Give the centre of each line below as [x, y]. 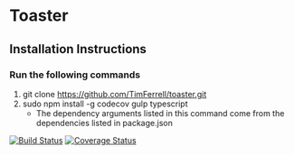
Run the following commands [75, 75]
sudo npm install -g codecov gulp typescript [105, 104]
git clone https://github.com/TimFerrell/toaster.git [114, 94]
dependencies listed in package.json [104, 123]
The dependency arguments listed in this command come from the [160, 113]
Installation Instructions [78, 49]
